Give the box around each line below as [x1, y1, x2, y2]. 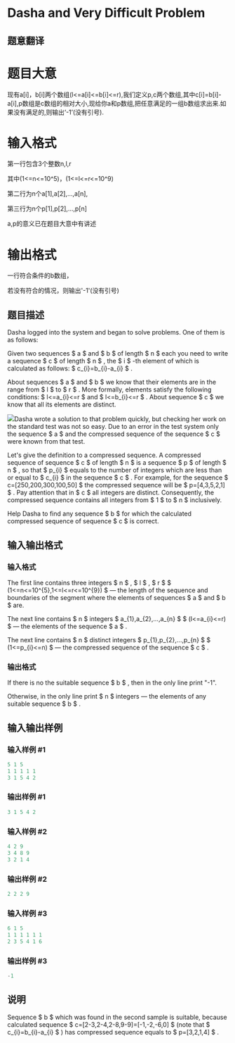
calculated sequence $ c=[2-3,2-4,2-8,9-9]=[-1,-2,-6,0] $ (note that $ [7, 1020, 210, 1029]
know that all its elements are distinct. [7, 400, 116, 409]
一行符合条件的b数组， [7, 271, 73, 280]
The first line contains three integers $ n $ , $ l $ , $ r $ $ [7, 578, 172, 587]
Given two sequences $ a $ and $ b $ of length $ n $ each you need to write [7, 349, 229, 358]
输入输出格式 [7, 539, 63, 551]
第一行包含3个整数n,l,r [7, 160, 72, 168]
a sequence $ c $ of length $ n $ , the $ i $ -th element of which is [7, 357, 200, 366]
